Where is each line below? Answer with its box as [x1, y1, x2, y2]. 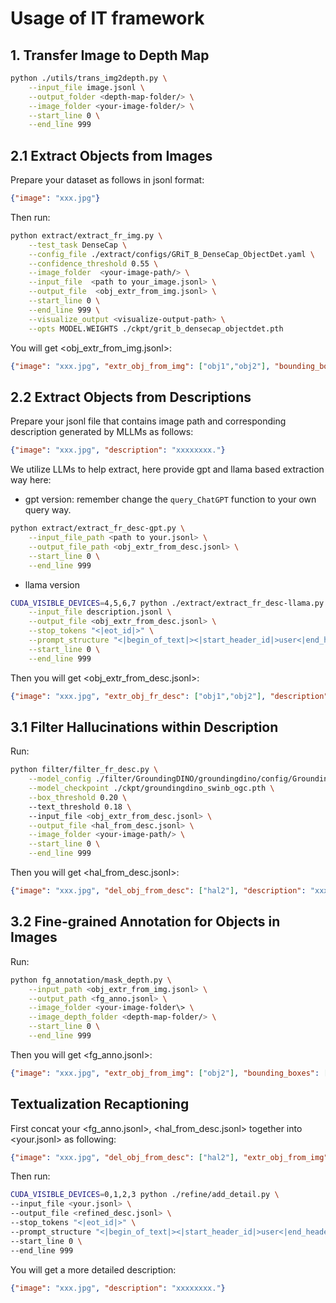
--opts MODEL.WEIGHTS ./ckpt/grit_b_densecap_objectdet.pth [28, 323, 284, 334]
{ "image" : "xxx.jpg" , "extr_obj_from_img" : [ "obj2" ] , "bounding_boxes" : [10, 1068, 320, 1078]
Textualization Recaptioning [10, 1096, 190, 1113]
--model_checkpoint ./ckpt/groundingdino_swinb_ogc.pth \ [28, 783, 275, 794]
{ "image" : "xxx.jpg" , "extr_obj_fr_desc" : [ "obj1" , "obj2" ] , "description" [10, 691, 329, 701]
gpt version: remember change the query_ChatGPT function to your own [24, 493, 317, 506]
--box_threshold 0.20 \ [28, 792, 128, 802]
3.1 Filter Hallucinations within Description [10, 718, 279, 736]
